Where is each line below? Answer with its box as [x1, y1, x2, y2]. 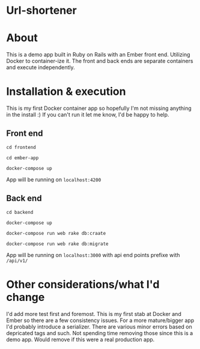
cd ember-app [6, 154, 39, 161]
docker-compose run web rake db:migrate [6, 241, 109, 247]
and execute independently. [6, 64, 75, 71]
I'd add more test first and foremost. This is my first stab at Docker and [6, 310, 181, 317]
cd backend [6, 209, 34, 215]
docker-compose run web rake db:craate [6, 230, 106, 236]
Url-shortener [6, 4, 77, 17]
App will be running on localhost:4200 [6, 175, 102, 183]
